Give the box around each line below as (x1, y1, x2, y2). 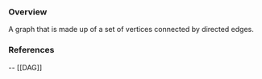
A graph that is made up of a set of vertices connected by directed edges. (8, 25, 254, 34)
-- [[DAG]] (8, 62, 43, 72)
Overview (8, 6, 48, 18)
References (8, 45, 55, 56)
